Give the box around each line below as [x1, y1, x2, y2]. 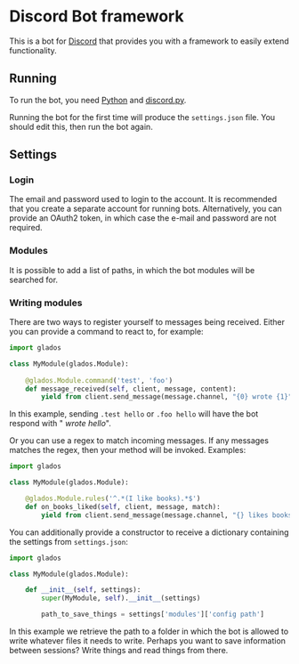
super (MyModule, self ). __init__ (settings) [41, 594, 201, 603]
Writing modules [9, 296, 83, 309]
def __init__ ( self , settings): [25, 586, 141, 595]
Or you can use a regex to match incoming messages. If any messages [9, 435, 270, 446]
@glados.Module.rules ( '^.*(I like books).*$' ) [25, 494, 201, 504]
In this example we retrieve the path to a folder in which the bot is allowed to [9, 626, 289, 637]
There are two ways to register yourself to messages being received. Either [9, 317, 285, 328]
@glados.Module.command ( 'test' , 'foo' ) [25, 376, 174, 385]
